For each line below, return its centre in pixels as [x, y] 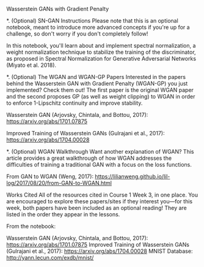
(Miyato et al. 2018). [31, 65]
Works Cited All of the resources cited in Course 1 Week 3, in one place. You [102, 195]
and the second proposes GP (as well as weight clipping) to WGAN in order [101, 96]
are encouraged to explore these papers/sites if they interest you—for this [100, 201]
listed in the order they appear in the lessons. [63, 214]
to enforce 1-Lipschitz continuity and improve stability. [75, 103]
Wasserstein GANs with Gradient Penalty [58, 9]
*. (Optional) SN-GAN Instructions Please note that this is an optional [92, 21]
